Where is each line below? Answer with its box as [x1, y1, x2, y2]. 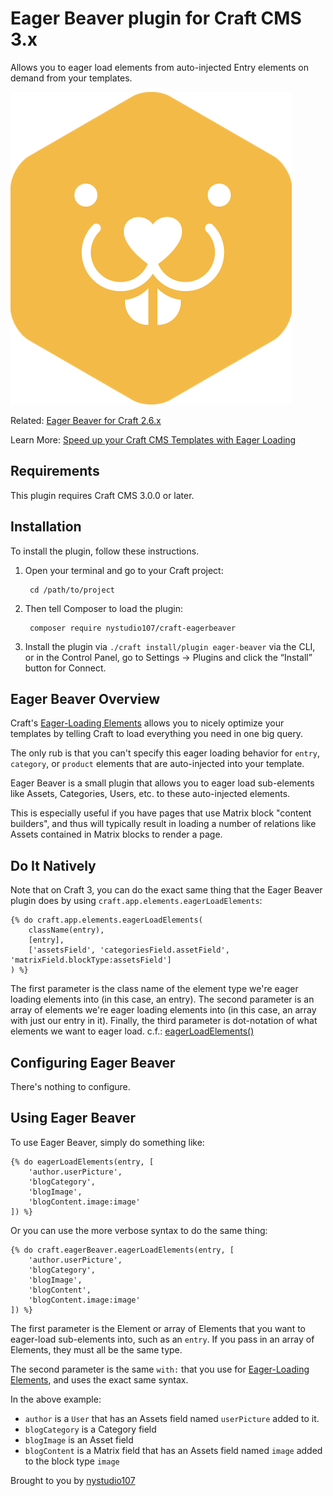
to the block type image [24, 1455, 120, 1467]
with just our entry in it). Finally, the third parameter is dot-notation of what [10, 1015, 318, 1027]
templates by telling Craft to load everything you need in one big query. [10, 728, 304, 740]
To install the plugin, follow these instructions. [10, 545, 200, 557]
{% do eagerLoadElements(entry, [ [10, 1157, 155, 1167]
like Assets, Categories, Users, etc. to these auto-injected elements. [10, 788, 291, 800]
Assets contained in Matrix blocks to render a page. [10, 828, 223, 841]
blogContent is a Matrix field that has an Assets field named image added [24, 1444, 323, 1456]
